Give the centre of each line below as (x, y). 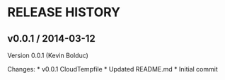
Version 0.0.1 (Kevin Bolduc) (48, 55)
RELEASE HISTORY (64, 12)
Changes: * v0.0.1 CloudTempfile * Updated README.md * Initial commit (112, 69)
